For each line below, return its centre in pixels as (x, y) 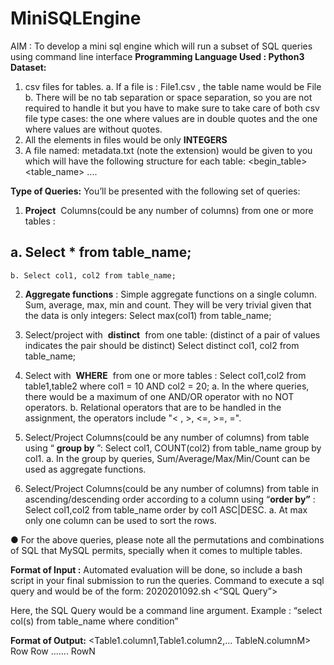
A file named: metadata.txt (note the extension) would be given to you (168, 150)
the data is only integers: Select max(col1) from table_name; (148, 315)
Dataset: (28, 67)
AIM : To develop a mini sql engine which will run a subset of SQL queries (161, 46)
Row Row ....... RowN (53, 651)
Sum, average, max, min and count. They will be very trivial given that (168, 304)
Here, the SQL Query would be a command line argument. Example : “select (166, 610)
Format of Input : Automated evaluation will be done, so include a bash (156, 569)
